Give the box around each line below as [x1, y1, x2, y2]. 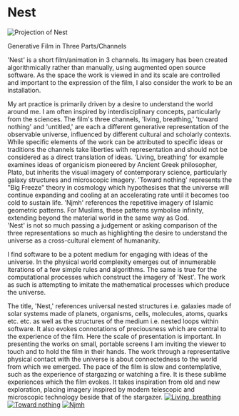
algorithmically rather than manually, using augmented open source [7, 63, 206, 71]
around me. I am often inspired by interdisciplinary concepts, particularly [7, 107, 221, 116]
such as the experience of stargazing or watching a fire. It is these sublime [7, 370, 227, 378]
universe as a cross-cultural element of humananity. [7, 236, 161, 245]
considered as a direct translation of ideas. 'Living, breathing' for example [7, 153, 225, 161]
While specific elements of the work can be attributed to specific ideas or [7, 137, 223, 146]
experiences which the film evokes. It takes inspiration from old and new [7, 377, 220, 386]
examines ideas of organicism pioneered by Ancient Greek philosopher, [7, 160, 218, 168]
